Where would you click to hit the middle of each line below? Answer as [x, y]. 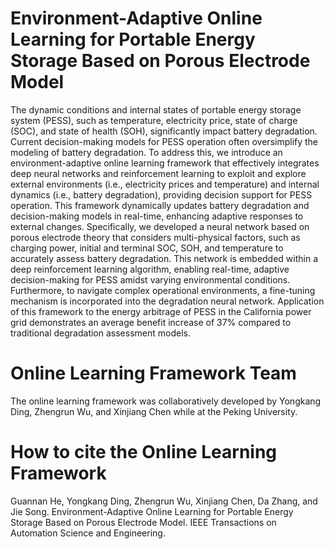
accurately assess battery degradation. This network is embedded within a [164, 258]
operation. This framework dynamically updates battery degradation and [160, 205]
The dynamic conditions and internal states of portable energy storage [156, 109]
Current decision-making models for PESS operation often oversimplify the [164, 141]
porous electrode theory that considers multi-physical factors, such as [155, 237]
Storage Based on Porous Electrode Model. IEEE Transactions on [143, 522]
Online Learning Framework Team [153, 373]
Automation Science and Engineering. [88, 533]
